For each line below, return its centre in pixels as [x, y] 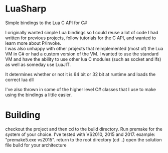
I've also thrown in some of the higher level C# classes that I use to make [81, 89]
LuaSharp [26, 9]
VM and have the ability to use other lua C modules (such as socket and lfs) [83, 59]
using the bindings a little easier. [38, 95]
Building [23, 115]
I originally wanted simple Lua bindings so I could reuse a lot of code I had [82, 32]
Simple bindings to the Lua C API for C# [46, 23]
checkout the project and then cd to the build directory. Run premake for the [84, 129]
